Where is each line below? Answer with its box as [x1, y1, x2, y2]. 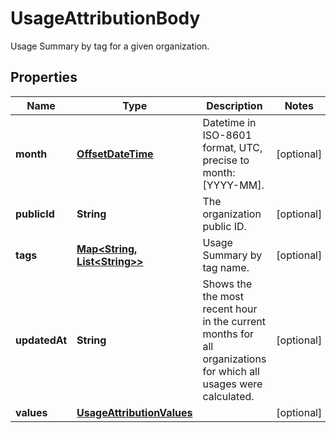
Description [206, 98, 263, 112]
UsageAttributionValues [76, 405, 193, 419]
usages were [202, 377, 263, 391]
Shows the [202, 277, 253, 291]
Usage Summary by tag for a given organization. [10, 40, 210, 52]
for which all [202, 364, 260, 378]
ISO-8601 [202, 128, 253, 142]
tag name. [202, 260, 250, 274]
